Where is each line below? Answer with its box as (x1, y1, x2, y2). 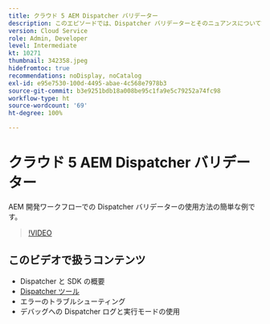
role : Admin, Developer (8, 34, 88, 43)
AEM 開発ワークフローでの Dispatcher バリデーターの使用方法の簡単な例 (8, 201, 249, 211)
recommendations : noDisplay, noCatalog (8, 72, 142, 80)
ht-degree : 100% (8, 110, 63, 118)
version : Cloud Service (8, 27, 88, 35)
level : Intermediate (8, 42, 78, 50)
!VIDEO (27, 227, 52, 238)
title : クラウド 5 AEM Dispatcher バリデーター (8, 11, 158, 20)
